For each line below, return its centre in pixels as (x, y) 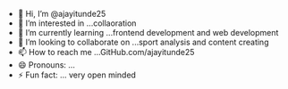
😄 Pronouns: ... (47, 65)
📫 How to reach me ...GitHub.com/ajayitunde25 (106, 52)
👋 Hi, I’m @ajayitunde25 (62, 14)
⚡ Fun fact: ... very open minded (77, 75)
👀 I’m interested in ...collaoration (77, 23)
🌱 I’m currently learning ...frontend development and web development (148, 32)
